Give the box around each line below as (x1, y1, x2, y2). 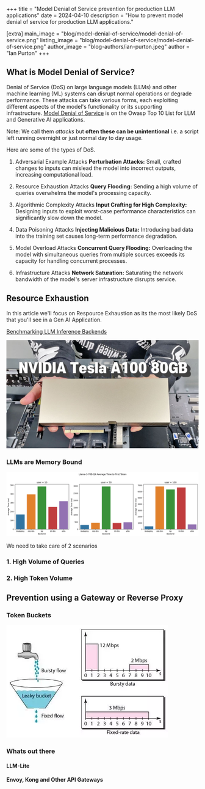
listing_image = (40, 37, 78, 43)
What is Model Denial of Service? (6, 67, 135, 78)
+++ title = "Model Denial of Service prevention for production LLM (6, 6, 175, 12)
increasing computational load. (15, 171, 93, 178)
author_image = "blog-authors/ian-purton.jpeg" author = (48, 43, 190, 50)
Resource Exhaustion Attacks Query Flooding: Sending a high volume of (15, 183, 198, 190)
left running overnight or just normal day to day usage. (6, 134, 143, 141)
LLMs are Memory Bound (6, 458, 82, 466)
